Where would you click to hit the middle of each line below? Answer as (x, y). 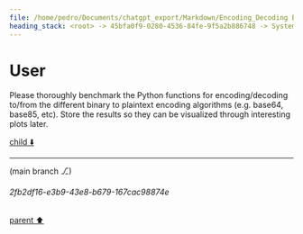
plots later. (29, 124)
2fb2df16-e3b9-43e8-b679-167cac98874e (89, 192)
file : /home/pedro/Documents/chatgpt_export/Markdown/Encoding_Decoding (149, 18)
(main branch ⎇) (41, 171)
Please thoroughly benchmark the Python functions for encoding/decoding (149, 95)
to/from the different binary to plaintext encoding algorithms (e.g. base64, (147, 105)
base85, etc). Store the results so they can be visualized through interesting (150, 114)
